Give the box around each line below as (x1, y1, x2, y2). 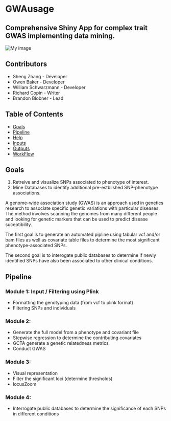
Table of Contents (5, 110, 64, 119)
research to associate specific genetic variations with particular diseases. (5, 205, 160, 211)
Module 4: (5, 393, 32, 401)
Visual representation (12, 370, 58, 376)
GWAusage (5, 3, 55, 15)
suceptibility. (5, 221, 32, 228)
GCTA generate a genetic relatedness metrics (12, 340, 109, 346)
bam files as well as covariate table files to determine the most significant (5, 237, 160, 243)
